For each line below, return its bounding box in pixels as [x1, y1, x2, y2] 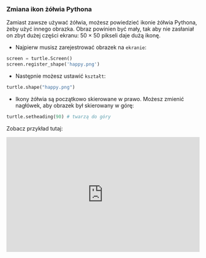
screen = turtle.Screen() [6, 56, 72, 62]
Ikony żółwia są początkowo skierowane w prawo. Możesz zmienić [15, 95, 185, 102]
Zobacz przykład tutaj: [6, 124, 63, 132]
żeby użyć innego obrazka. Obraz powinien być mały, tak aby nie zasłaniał [6, 25, 194, 32]
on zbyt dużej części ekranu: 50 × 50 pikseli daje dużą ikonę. [6, 32, 161, 39]
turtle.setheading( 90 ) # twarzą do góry [6, 113, 112, 120]
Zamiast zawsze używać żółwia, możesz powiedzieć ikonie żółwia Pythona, [6, 19, 197, 26]
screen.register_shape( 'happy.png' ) [6, 61, 100, 67]
